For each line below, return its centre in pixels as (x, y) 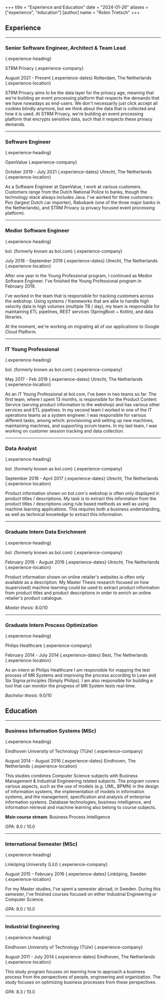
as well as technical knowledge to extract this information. (64, 514)
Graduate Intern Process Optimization (51, 625)
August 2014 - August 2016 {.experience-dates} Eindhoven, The (70, 761)
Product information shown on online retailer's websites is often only (75, 577)
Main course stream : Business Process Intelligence (58, 817)
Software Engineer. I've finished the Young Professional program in (73, 281)
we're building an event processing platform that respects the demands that (82, 98)
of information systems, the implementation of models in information (75, 791)
